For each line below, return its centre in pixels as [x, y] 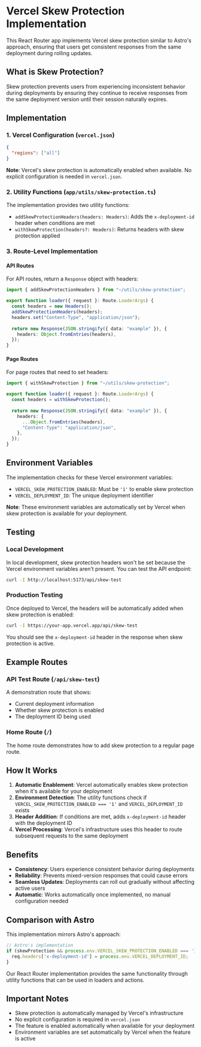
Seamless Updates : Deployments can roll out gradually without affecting [105, 882]
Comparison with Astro [50, 920]
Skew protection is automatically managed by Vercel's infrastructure [99, 1013]
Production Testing [35, 595]
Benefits [22, 855]
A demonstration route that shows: [49, 692]
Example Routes [37, 662]
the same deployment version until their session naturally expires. [87, 99]
